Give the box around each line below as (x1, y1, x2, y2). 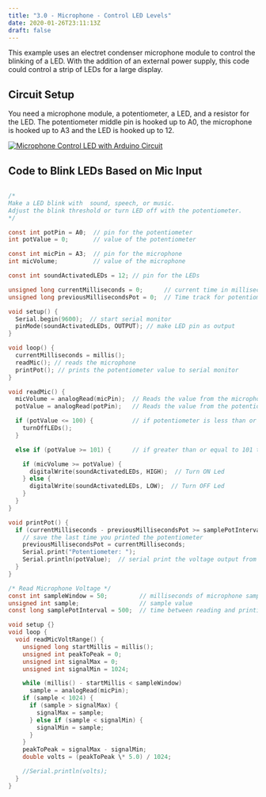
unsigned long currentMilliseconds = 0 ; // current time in (8, 286, 228, 294)
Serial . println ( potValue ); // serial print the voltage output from (22, 555, 257, 563)
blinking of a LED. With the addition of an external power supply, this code (8, 56, 249, 66)
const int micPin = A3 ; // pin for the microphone (8, 250, 182, 258)
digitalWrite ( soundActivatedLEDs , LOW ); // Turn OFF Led (28, 482, 225, 490)
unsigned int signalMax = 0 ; (22, 658, 119, 665)
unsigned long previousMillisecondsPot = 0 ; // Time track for (8, 293, 225, 301)
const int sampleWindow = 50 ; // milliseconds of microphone (8, 592, 243, 600)
